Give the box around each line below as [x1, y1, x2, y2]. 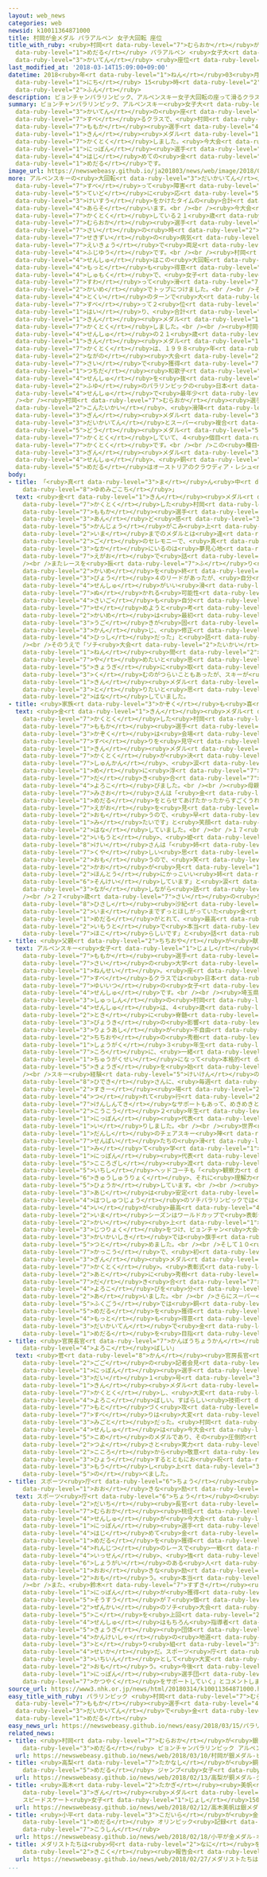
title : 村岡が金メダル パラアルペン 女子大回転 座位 [8, 33, 163, 42]
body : [8, 471, 26, 479]
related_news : [8, 1729, 56, 1737]
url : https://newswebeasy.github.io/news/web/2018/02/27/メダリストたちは [15, 1855, 259, 1863]
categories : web [8, 19, 62, 27]
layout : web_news [8, 11, 66, 20]
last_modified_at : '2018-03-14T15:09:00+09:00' [8, 64, 169, 72]
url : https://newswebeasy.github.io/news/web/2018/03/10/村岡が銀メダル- [15, 1751, 257, 1760]
